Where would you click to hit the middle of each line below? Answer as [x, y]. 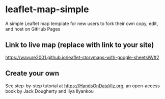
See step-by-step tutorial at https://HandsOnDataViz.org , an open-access [83, 86]
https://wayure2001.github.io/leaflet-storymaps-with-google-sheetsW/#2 [82, 57]
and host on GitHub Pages [33, 29]
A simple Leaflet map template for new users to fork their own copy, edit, [82, 23]
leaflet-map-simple [47, 9]
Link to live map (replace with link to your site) [80, 45]
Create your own [32, 73]
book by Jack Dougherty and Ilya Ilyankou [50, 91]
